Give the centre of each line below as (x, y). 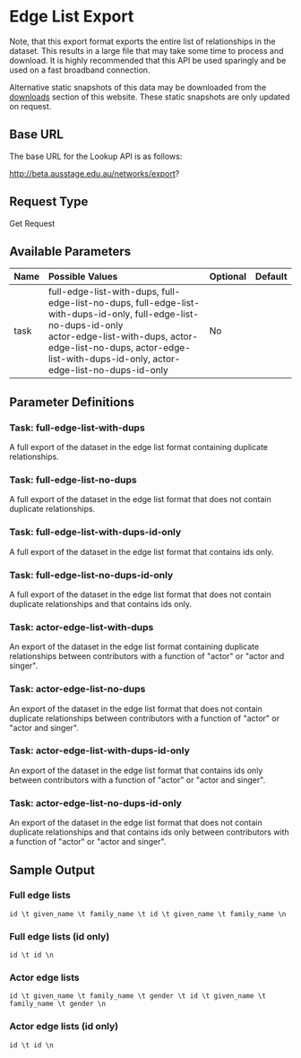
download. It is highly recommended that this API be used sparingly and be (148, 60)
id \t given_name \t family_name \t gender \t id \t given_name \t (138, 996)
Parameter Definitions (72, 402)
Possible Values (83, 277)
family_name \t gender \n (57, 1004)
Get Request (32, 223)
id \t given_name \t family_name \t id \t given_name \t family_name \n (148, 914)
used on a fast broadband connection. (80, 70)
